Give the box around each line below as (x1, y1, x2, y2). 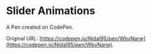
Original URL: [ (6, 35, 42, 42)
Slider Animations (6, 4, 95, 18)
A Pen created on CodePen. (6, 23, 74, 31)
